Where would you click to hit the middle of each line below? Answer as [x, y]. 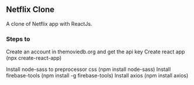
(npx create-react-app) [34, 58]
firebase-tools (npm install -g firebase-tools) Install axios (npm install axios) [97, 76]
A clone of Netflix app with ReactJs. [49, 23]
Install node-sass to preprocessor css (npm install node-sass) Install [89, 69]
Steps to [18, 39]
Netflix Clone [30, 10]
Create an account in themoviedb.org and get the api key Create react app [96, 52]
